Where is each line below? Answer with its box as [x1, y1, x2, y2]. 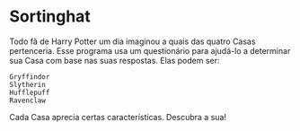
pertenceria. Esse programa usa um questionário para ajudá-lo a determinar [9, 45, 291, 56]
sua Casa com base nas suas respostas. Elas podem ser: [9, 55, 220, 65]
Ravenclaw [9, 96, 47, 105]
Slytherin [9, 80, 47, 89]
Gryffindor [9, 72, 50, 82]
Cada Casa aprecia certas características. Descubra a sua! [9, 111, 227, 122]
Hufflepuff [9, 88, 50, 97]
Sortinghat [9, 6, 92, 27]
